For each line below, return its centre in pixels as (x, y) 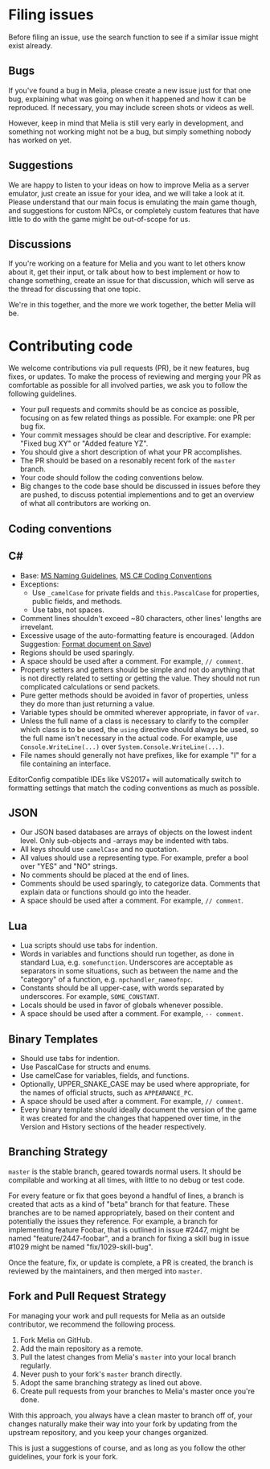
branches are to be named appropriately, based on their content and (121, 1212)
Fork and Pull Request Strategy (88, 1296)
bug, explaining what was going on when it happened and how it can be (127, 99)
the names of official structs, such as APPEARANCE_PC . (106, 1092)
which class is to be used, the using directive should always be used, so (139, 729)
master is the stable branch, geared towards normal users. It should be (125, 1171)
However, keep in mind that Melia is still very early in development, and (126, 123)
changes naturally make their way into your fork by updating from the (123, 1424)
